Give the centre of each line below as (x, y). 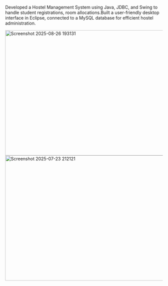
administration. (20, 23)
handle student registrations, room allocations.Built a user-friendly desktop (82, 13)
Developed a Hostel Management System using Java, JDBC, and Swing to (81, 7)
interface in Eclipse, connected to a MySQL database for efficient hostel (79, 18)
